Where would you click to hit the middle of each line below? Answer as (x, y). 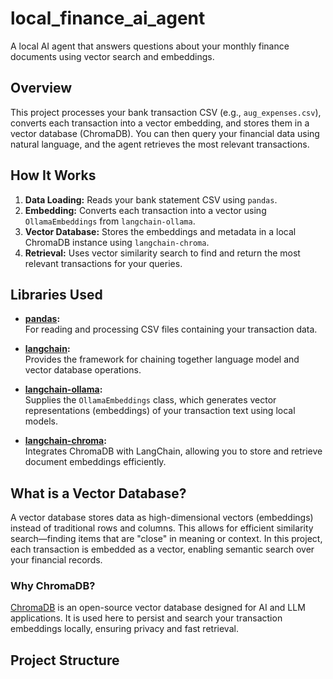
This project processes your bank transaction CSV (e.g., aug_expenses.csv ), (166, 112)
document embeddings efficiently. (95, 462)
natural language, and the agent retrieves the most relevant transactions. (160, 144)
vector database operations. (83, 370)
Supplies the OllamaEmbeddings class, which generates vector (150, 400)
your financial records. (56, 560)
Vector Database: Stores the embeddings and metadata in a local (160, 231)
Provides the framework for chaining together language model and (162, 359)
